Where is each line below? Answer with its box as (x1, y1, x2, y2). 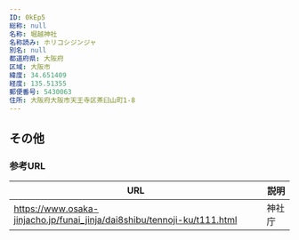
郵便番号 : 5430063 (9, 87, 73, 96)
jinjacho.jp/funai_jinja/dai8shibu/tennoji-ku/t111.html (13, 214, 238, 227)
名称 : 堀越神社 (9, 29, 58, 38)
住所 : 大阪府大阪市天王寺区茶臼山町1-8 (9, 95, 136, 105)
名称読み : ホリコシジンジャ (9, 37, 97, 47)
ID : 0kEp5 (9, 12, 46, 22)
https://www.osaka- (13, 203, 100, 215)
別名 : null (9, 46, 47, 55)
